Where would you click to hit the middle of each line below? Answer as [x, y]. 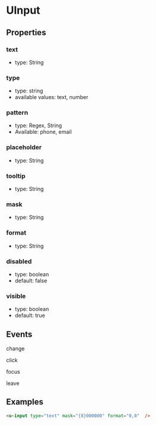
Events [19, 334]
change [15, 349]
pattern [17, 113]
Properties [26, 33]
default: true [30, 315]
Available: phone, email [43, 132]
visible [16, 296]
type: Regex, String [38, 125]
